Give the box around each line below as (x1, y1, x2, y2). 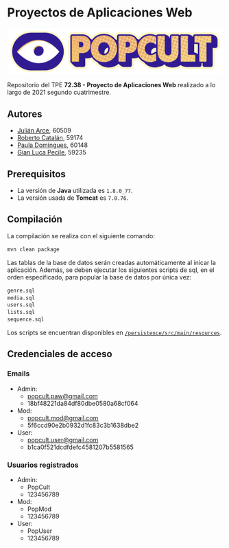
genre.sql (7, 287, 36, 294)
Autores (7, 108, 43, 119)
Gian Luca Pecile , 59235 (16, 148, 87, 157)
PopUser (27, 527, 53, 535)
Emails (7, 369, 30, 378)
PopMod (27, 505, 52, 513)
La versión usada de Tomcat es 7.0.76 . (16, 194, 129, 202)
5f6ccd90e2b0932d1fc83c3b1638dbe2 (27, 421, 139, 429)
